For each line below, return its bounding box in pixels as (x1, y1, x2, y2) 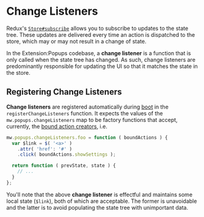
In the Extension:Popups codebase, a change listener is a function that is (6, 49, 191, 56)
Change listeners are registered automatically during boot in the (6, 103, 169, 110)
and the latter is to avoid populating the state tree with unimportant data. (6, 204, 188, 211)
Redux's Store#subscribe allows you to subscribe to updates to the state (6, 25, 189, 32)
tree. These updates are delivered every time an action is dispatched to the (6, 31, 195, 38)
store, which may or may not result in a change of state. (6, 37, 147, 45)
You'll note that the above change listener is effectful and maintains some (6, 191, 193, 198)
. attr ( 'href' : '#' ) (17, 146, 72, 152)
